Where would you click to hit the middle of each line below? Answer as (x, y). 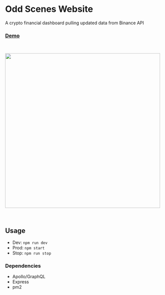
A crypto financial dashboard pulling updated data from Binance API (75, 23)
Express (21, 282)
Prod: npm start (28, 248)
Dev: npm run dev (30, 243)
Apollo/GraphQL (29, 277)
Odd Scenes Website (49, 9)
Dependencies (23, 266)
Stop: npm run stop (32, 253)
